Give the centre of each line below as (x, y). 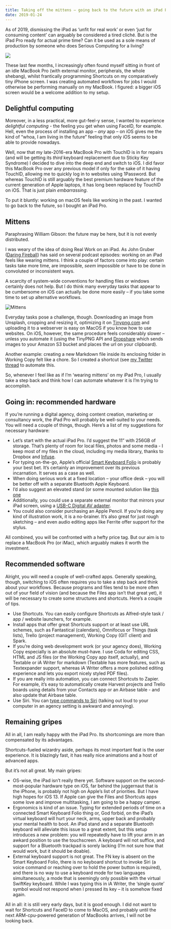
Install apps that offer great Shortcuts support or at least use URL (81, 624)
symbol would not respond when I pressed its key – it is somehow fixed (87, 889)
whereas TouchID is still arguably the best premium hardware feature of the (84, 179)
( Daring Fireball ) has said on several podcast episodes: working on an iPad (84, 255)
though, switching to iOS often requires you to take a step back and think (82, 582)
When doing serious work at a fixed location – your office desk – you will (89, 478)
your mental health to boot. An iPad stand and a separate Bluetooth (83, 824)
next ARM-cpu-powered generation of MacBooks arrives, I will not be (78, 915)
